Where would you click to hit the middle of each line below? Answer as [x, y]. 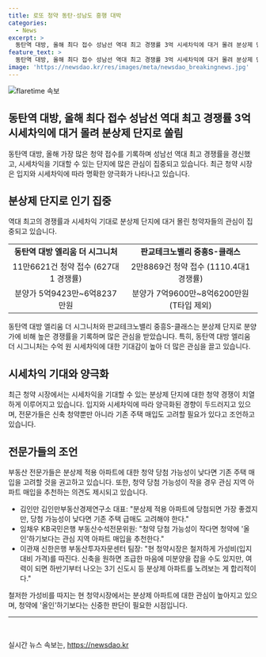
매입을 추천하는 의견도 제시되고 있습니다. [85, 492]
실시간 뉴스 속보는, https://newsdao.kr [68, 645]
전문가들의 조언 [43, 452]
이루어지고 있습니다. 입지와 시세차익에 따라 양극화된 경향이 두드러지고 [129, 405]
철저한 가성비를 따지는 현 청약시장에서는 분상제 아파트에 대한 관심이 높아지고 [125, 595]
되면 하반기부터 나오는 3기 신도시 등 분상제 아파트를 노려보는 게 [132, 569]
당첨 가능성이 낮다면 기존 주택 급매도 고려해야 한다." [110, 519]
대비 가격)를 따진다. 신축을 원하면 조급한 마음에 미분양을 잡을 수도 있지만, [131, 559]
